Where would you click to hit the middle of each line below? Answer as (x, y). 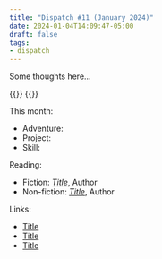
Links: (20, 209)
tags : (19, 43)
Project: (37, 138)
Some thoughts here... (50, 76)
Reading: (26, 165)
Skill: (31, 148)
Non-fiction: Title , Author (68, 192)
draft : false (34, 34)
